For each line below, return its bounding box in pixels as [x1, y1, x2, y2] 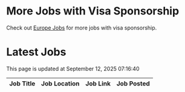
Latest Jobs [6, 45, 67, 59]
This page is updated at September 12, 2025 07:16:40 [6, 65, 140, 72]
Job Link [85, 79, 111, 88]
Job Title [9, 79, 36, 88]
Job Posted [116, 79, 150, 88]
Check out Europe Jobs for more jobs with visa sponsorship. [6, 24, 157, 31]
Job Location [41, 79, 80, 88]
